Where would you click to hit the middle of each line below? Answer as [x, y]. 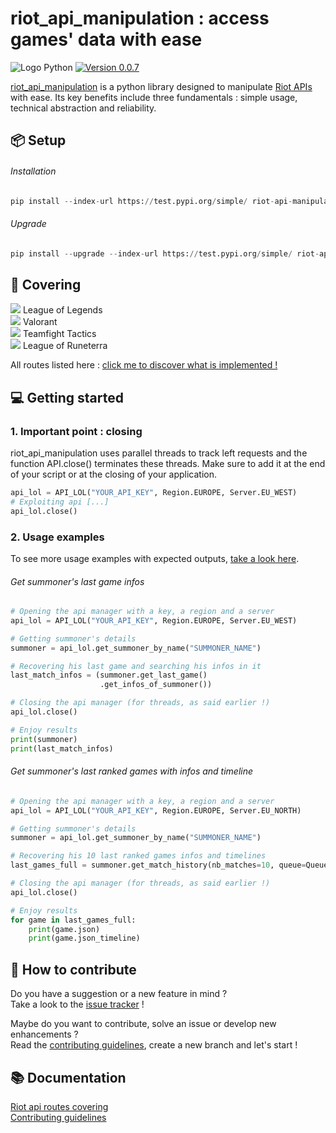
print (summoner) [44, 739]
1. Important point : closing [76, 431]
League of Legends [62, 310]
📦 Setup [38, 140]
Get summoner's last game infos [77, 581]
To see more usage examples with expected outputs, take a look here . [155, 558]
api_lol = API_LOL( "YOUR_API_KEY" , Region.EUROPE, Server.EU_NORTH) [156, 810]
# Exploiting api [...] [60, 502]
